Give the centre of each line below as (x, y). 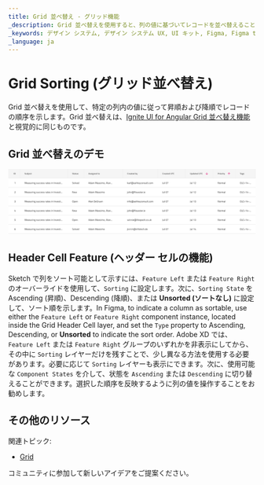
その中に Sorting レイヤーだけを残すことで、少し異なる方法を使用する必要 (129, 354)
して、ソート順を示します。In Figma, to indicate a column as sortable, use (128, 307)
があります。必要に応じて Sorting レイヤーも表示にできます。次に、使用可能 (132, 364)
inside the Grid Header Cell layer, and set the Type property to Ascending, (127, 325)
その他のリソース (49, 421)
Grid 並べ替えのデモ (56, 154)
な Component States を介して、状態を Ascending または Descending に (120, 373)
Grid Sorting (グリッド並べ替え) (111, 84)
